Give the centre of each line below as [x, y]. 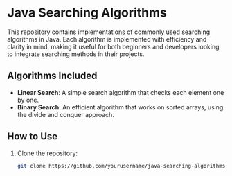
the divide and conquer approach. [65, 114]
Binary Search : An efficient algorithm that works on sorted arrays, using [120, 107]
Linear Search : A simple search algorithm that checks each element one [121, 92]
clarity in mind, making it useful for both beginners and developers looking [113, 46]
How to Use [33, 137]
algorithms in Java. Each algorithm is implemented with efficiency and [107, 39]
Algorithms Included [52, 76]
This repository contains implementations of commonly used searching [109, 32]
